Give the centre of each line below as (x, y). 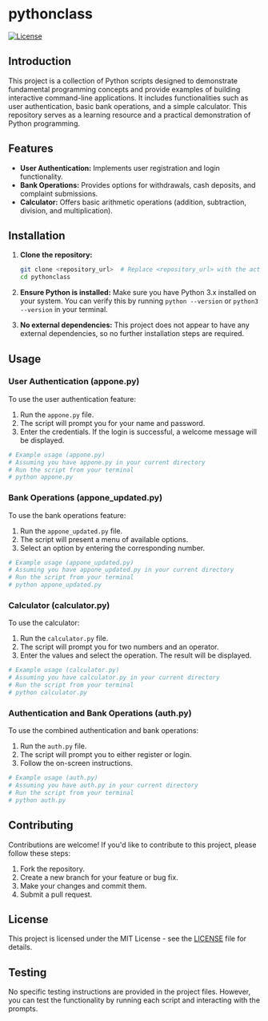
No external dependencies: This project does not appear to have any (134, 325)
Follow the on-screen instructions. (76, 764)
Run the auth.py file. (53, 746)
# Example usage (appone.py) (57, 455)
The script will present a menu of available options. (104, 539)
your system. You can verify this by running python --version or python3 (139, 301)
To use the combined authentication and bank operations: (103, 731)
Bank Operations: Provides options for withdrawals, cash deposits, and (138, 184)
